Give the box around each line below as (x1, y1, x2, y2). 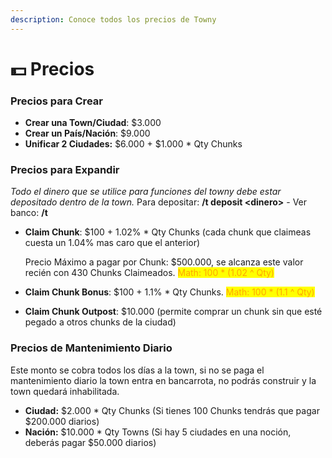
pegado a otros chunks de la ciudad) (24, 316, 177, 328)
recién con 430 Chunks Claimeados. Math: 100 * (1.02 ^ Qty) (24, 267, 275, 279)
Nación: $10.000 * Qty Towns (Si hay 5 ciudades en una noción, (24, 426, 292, 438)
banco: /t (10, 207, 48, 219)
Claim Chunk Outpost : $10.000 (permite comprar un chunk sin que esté (24, 306, 323, 318)
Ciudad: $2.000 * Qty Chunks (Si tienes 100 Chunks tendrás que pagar (24, 404, 320, 416)
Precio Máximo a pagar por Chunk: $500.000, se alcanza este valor (24, 256, 304, 268)
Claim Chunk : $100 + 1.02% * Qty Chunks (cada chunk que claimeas (24, 226, 312, 238)
